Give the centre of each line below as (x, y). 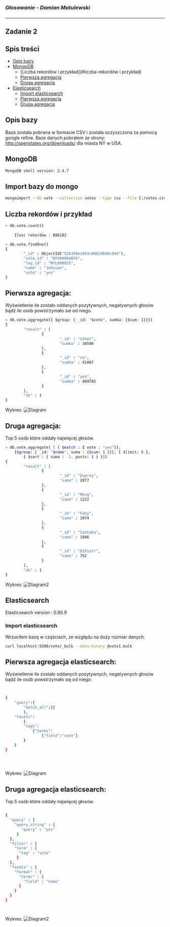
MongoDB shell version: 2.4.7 (37, 171)
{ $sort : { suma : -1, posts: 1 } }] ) (66, 457)
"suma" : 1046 (74, 537)
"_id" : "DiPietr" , (80, 551)
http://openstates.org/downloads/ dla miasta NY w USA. (64, 143)
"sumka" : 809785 (78, 381)
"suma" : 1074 (74, 518)
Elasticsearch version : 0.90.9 (36, 612)
